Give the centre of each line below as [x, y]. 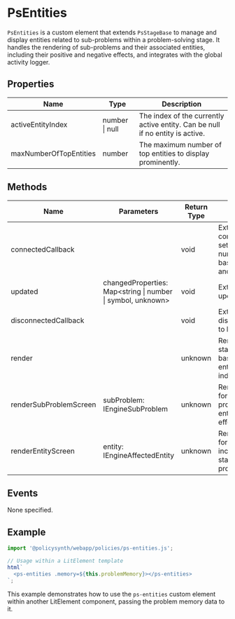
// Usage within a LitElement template [65, 561]
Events [23, 493]
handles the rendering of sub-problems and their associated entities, [106, 47]
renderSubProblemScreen [54, 404]
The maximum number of [180, 144]
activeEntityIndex [39, 124]
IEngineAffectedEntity [139, 455]
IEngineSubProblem [136, 409]
